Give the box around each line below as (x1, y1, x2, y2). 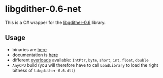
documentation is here (12, 52, 58, 58)
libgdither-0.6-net (5, 3, 81, 15)
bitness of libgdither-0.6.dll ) (12, 67, 75, 73)
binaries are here (12, 46, 47, 52)
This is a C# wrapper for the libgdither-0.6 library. (5, 19, 106, 25)
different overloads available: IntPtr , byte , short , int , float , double (12, 57, 149, 63)
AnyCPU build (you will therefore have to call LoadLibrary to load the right (12, 62, 159, 68)
